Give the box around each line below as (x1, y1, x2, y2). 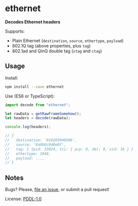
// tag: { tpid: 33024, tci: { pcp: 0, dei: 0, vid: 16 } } (5, 146, 134, 152)
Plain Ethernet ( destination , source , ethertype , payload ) (12, 37, 124, 44)
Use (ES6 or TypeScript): (5, 93, 55, 99)
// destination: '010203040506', (5, 138, 77, 143)
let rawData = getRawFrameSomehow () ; (5, 111, 82, 116)
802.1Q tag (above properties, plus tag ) (12, 43, 91, 48)
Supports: (5, 28, 25, 34)
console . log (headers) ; (5, 125, 51, 129)
